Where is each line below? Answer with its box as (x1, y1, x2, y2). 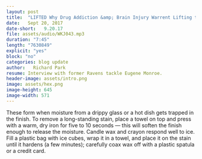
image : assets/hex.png (6, 82, 63, 88)
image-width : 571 (6, 92, 50, 98)
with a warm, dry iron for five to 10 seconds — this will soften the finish (6, 121, 182, 129)
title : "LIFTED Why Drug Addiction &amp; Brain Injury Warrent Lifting (6, 14, 192, 20)
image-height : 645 (6, 87, 52, 93)
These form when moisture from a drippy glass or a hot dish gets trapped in (6, 109, 194, 116)
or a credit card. (6, 147, 46, 154)
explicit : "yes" (6, 48, 47, 54)
